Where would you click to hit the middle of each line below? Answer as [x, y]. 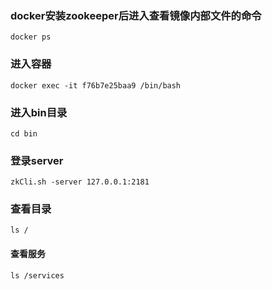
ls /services [37, 275]
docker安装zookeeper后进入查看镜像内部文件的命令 [136, 15]
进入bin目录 [39, 112]
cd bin [24, 133]
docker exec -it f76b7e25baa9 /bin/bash [96, 85]
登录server [37, 160]
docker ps [31, 37]
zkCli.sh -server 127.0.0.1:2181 [80, 182]
